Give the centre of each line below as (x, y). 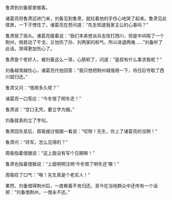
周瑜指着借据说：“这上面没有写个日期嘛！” (50, 153)
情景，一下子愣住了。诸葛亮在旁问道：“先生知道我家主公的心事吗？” (77, 25)
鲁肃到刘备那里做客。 (28, 7)
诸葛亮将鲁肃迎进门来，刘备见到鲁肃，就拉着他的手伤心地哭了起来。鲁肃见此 (86, 18)
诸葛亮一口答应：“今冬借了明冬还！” (43, 98)
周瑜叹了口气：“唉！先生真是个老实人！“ (48, 175)
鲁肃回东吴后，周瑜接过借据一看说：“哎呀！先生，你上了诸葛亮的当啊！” (81, 131)
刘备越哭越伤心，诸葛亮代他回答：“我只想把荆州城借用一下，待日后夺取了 (83, 70)
